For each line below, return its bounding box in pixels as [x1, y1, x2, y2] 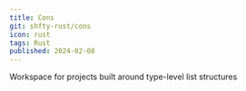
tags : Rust [9, 38, 51, 48]
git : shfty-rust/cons [9, 22, 92, 31]
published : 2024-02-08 [9, 47, 95, 56]
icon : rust [9, 30, 51, 39]
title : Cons [9, 13, 54, 23]
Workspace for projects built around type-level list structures [9, 71, 238, 82]
